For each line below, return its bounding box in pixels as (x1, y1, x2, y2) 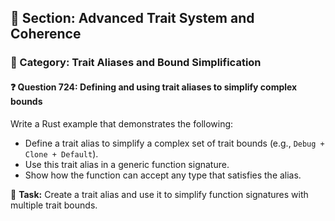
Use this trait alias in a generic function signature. (24, 158, 230, 170)
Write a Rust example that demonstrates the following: (10, 117, 234, 130)
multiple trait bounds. (10, 199, 98, 211)
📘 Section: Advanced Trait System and (10, 10, 255, 27)
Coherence (10, 26, 82, 43)
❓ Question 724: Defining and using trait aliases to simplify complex (10, 81, 298, 93)
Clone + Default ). (24, 147, 99, 160)
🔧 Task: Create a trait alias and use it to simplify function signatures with (10, 188, 309, 200)
